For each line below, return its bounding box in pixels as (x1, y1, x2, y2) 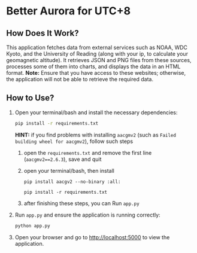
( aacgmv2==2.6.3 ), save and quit (23, 156, 102, 163)
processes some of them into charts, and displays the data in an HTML (6, 63, 181, 70)
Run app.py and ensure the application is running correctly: (14, 211, 160, 218)
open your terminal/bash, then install (23, 167, 115, 174)
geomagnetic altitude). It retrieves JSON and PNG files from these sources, (6, 57, 192, 63)
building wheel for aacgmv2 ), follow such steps (14, 138, 134, 145)
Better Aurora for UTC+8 (6, 4, 131, 18)
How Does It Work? (6, 28, 79, 38)
